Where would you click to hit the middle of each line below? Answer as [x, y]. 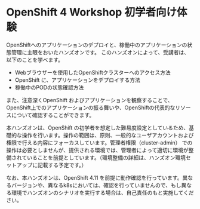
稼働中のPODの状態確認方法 [49, 87]
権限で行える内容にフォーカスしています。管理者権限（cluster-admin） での [99, 142]
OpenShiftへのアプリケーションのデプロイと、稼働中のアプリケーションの [97, 45]
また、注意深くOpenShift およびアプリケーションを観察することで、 [90, 100]
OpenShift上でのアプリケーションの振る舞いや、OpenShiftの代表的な [91, 107]
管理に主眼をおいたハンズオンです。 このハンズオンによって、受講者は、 [100, 52]
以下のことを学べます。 [35, 60]
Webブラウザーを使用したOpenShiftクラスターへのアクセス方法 [93, 72]
